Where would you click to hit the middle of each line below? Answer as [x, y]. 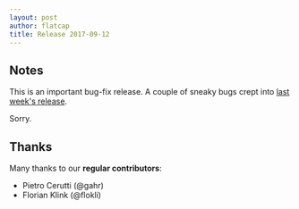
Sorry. [21, 119]
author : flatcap [39, 26]
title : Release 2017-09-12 [60, 34]
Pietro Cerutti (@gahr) [63, 185]
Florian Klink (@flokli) [61, 195]
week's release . [38, 101]
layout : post [34, 17]
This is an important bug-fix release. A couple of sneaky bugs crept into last [149, 92]
